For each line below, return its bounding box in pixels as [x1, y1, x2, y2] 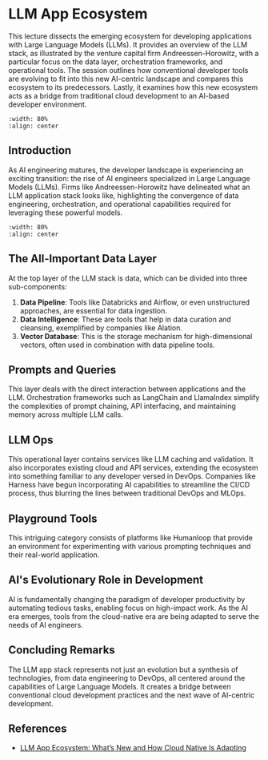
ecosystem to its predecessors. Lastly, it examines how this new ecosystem [8, 82, 258, 92]
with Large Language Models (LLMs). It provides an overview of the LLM [8, 39, 248, 49]
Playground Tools [8, 511, 98, 525]
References [8, 722, 67, 736]
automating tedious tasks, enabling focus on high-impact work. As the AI [8, 603, 249, 612]
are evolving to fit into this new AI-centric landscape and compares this [8, 74, 244, 83]
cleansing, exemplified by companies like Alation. [19, 322, 182, 333]
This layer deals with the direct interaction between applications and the [8, 384, 246, 394]
